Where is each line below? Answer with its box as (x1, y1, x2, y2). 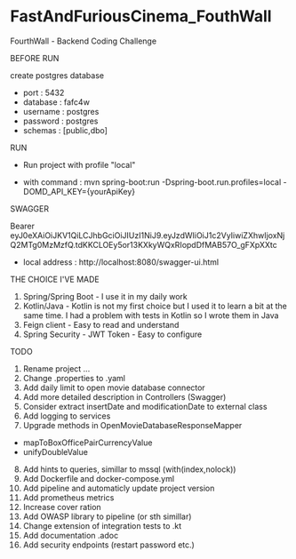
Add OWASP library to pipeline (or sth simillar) (22, 511, 192, 522)
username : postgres (22, 106, 100, 116)
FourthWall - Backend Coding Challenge (10, 36, 157, 46)
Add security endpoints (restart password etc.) (22, 539, 195, 550)
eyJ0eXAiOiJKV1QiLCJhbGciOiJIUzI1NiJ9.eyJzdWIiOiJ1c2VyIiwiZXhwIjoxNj (10, 229, 285, 241)
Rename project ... (22, 363, 91, 374)
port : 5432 (22, 87, 65, 98)
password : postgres (22, 116, 99, 126)
